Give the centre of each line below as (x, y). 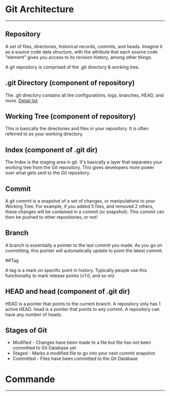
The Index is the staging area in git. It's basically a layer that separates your (84, 162)
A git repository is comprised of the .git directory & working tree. (73, 67)
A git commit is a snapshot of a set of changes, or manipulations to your (80, 201)
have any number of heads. (34, 314)
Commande (30, 379)
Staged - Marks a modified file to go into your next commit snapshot (84, 353)
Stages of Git (26, 330)
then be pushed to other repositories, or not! (51, 217)
